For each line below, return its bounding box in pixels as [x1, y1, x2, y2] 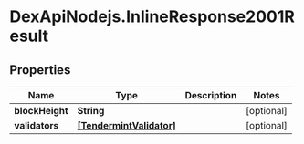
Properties [9, 62, 71, 77]
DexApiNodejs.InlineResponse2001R [9, 6, 295, 27]
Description [184, 89, 237, 101]
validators [14, 119, 59, 131]
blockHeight [14, 105, 68, 117]
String [77, 105, 105, 117]
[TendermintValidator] [77, 119, 176, 131]
